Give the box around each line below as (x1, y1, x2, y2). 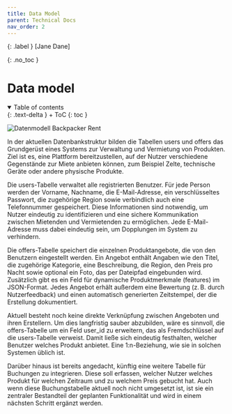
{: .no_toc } (7, 56, 39, 64)
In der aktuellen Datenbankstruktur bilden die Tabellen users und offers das (7, 137, 224, 146)
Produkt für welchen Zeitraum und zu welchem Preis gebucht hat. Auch (7, 377, 212, 385)
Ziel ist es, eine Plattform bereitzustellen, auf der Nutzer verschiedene (7, 153, 208, 161)
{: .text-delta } (7, 111, 47, 119)
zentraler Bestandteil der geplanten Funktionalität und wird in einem (7, 392, 202, 400)
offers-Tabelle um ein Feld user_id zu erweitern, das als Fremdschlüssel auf (7, 326, 224, 335)
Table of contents (13, 103, 64, 112)
